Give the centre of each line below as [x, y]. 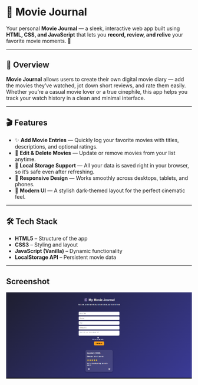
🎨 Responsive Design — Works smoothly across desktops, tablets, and [101, 178]
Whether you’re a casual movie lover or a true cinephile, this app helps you [97, 91]
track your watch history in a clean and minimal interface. [76, 98]
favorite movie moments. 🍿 [39, 41]
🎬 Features [27, 123]
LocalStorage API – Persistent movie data [65, 257]
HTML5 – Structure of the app [51, 239]
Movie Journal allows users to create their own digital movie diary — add [95, 79]
